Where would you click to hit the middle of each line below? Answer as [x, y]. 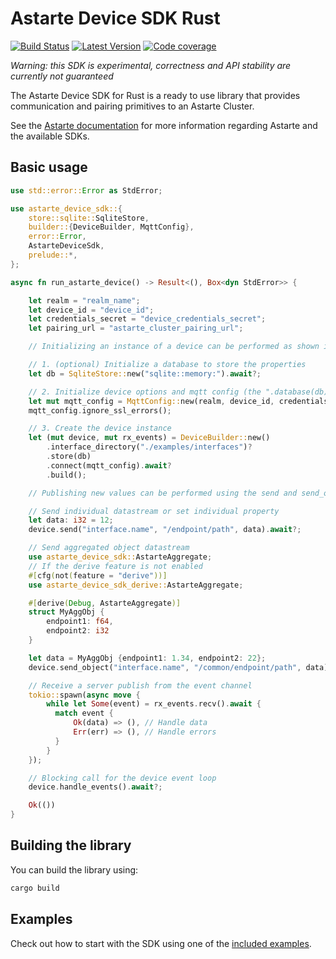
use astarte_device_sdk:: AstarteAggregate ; [120, 557]
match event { [84, 713]
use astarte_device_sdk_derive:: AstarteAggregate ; [136, 585]
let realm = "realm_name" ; [84, 300]
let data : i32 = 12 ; [71, 520]
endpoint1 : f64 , [80, 622]
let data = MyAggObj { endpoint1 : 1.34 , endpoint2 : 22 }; [147, 658]
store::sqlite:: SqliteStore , [89, 218]
